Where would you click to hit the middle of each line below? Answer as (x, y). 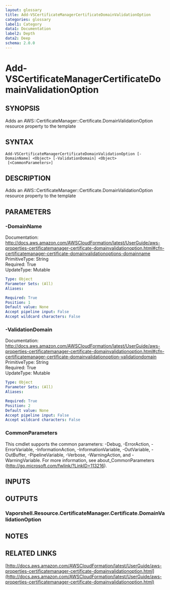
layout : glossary (24, 10)
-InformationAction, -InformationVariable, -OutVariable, (93, 449)
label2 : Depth (20, 34)
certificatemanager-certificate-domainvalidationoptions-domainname (78, 254)
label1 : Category (24, 24)
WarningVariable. (23, 460)
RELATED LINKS (31, 554)
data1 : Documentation (28, 29)
